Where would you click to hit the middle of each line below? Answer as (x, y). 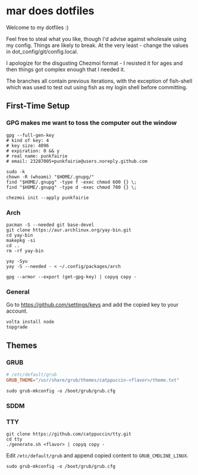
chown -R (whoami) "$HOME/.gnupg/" (50, 177)
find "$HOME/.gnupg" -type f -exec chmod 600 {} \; (71, 182)
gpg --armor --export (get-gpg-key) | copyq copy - (71, 277)
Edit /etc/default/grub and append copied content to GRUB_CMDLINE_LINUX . (97, 455)
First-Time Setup (38, 106)
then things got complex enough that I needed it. (66, 69)
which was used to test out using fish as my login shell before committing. (97, 87)
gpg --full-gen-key (30, 135)
